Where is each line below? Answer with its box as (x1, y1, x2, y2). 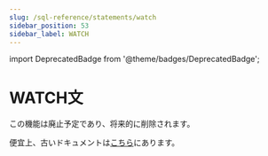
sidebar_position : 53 (9, 21, 90, 30)
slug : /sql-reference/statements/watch (9, 12, 157, 22)
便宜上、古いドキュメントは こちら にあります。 (9, 137, 180, 148)
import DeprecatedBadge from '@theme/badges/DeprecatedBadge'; (9, 54, 260, 65)
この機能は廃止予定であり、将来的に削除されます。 (9, 119, 195, 129)
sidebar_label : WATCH (9, 29, 90, 38)
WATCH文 (9, 88, 83, 107)
